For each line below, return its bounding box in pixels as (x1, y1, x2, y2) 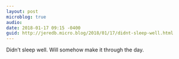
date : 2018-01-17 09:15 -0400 (6, 25, 81, 31)
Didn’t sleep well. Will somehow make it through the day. (6, 46, 144, 53)
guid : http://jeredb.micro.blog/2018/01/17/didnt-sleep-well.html (6, 30, 174, 36)
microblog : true (6, 14, 46, 20)
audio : (6, 19, 23, 25)
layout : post (6, 8, 39, 15)
